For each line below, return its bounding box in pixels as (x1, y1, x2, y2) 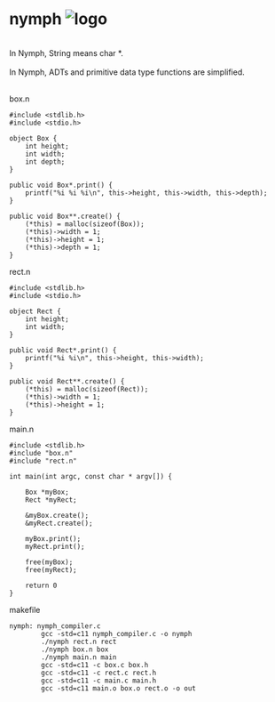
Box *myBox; (25, 488, 69, 496)
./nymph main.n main (41, 652, 117, 662)
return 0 (25, 581, 58, 590)
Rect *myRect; (25, 495, 77, 504)
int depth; (25, 157, 66, 166)
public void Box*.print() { (9, 181, 114, 190)
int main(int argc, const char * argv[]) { (9, 472, 173, 480)
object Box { (9, 133, 58, 142)
